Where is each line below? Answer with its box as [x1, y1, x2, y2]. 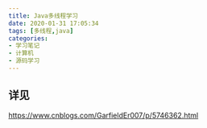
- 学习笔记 [8, 42, 40, 50]
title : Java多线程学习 [8, 11, 79, 20]
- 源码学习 [8, 57, 40, 65]
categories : [8, 34, 48, 43]
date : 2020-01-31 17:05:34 [8, 19, 99, 27]
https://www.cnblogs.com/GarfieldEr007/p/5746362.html [8, 110, 199, 120]
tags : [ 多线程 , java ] [8, 27, 74, 35]
